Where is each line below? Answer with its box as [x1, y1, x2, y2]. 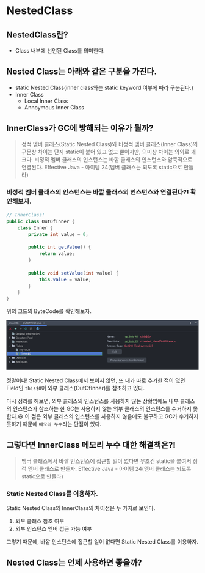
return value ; [38, 251, 75, 257]
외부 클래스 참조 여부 [15, 517, 65, 525]
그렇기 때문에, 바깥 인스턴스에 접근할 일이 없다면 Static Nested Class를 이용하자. [6, 538, 199, 545]
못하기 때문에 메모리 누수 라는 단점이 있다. [6, 420, 102, 427]
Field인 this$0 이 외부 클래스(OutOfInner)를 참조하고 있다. [6, 384, 145, 391]
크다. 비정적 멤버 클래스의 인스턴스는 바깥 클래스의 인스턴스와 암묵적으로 [21, 155, 193, 163]
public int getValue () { [28, 244, 92, 251]
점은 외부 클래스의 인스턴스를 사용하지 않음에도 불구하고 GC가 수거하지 [31, 412, 199, 420]
